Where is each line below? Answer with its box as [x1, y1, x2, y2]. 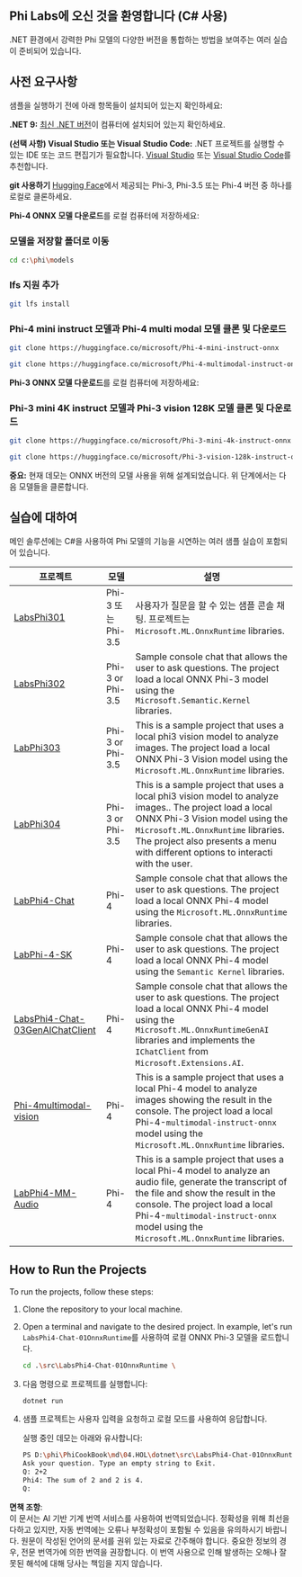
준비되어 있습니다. [18, 45, 82, 56]
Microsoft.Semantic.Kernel [135, 695, 251, 705]
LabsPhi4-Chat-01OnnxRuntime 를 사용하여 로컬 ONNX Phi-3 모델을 [22, 1331, 259, 1342]
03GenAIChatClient [13, 1024, 96, 1036]
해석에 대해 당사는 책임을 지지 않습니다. [25, 1557, 164, 1568]
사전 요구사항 [9, 75, 78, 90]
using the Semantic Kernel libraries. [135, 965, 285, 978]
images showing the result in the [135, 1093, 272, 1106]
